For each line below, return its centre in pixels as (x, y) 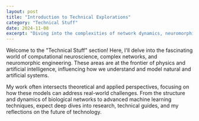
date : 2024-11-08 (28, 28)
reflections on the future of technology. (54, 112)
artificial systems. (28, 76)
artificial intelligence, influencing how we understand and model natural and (99, 69)
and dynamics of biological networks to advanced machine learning (89, 99)
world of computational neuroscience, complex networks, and (82, 57)
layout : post (22, 12)
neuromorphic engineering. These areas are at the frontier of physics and (96, 63)
